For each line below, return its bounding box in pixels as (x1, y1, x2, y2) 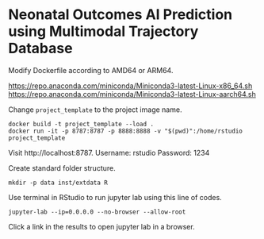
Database (8, 40, 73, 57)
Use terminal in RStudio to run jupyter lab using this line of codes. (8, 192, 222, 202)
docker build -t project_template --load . (8, 120, 155, 128)
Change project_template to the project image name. (8, 105, 182, 114)
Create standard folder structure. (8, 163, 117, 172)
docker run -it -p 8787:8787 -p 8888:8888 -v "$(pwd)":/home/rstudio (8, 127, 243, 135)
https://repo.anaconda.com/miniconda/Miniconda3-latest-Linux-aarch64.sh (8, 89, 256, 98)
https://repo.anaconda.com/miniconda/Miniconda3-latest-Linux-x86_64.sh (8, 81, 253, 91)
